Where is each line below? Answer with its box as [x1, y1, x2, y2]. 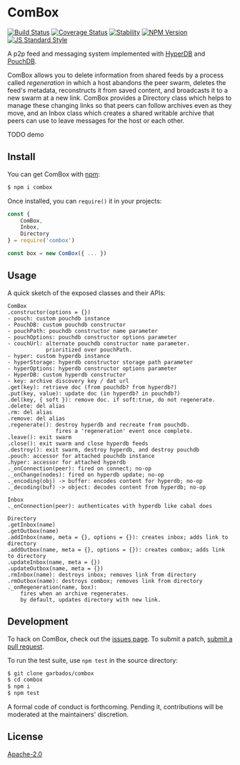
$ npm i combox [7, 184, 53, 191]
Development [7, 616, 69, 628]
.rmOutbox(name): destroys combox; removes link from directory [7, 577, 203, 584]
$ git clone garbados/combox [7, 669, 94, 677]
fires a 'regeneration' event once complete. [55, 427, 194, 434]
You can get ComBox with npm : [7, 169, 101, 179]
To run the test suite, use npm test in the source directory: [7, 656, 179, 664]
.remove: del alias [7, 415, 66, 422]
